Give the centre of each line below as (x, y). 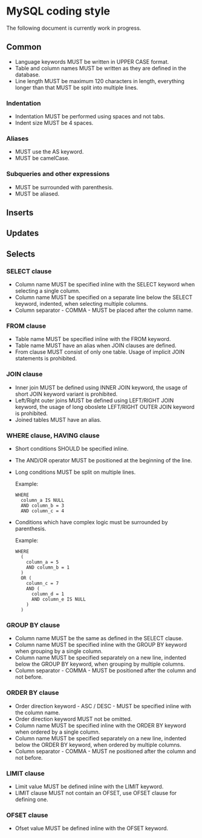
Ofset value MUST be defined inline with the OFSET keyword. (91, 828)
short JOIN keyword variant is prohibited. (66, 394)
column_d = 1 (48, 594)
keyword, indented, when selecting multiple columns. (81, 304)
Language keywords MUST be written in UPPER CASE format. (92, 61)
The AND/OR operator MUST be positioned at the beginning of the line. (103, 460)
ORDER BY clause (33, 693)
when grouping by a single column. (59, 651)
